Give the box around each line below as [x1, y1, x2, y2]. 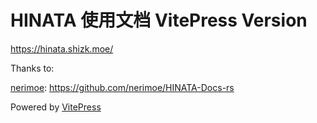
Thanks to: [10, 62, 55, 74]
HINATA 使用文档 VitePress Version [10, 9, 308, 32]
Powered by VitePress [10, 101, 102, 113]
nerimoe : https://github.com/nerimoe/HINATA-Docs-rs [10, 81, 235, 93]
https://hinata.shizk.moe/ [10, 42, 114, 55]
